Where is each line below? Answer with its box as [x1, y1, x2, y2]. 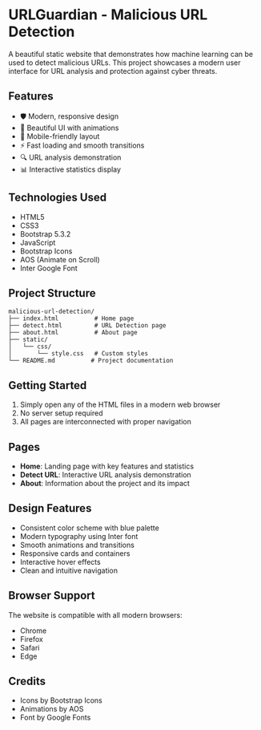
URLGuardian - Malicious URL [8, 6, 208, 24]
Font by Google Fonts [19, 712, 91, 723]
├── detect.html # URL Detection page [8, 322, 167, 330]
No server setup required [19, 408, 103, 418]
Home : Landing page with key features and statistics [19, 461, 195, 471]
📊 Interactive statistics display [19, 164, 122, 174]
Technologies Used [8, 191, 106, 205]
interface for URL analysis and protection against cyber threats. [8, 66, 218, 75]
